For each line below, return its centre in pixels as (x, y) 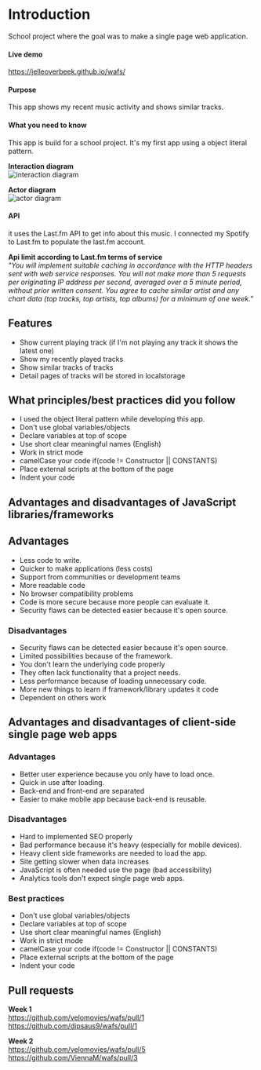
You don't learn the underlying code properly (92, 664)
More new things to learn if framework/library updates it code (119, 689)
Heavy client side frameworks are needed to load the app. (113, 853)
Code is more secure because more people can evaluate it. (114, 601)
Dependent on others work (63, 697)
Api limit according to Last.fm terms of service (85, 257)
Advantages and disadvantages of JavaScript (122, 502)
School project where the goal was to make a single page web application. (128, 36)
